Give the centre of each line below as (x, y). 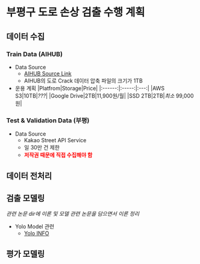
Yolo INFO (36, 233)
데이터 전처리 (29, 176)
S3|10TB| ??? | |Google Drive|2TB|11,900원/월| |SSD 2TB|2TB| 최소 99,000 (104, 96)
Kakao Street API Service (55, 140)
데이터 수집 (26, 36)
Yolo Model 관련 (35, 227)
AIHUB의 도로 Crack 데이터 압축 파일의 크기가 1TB (83, 80)
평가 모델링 (26, 254)
